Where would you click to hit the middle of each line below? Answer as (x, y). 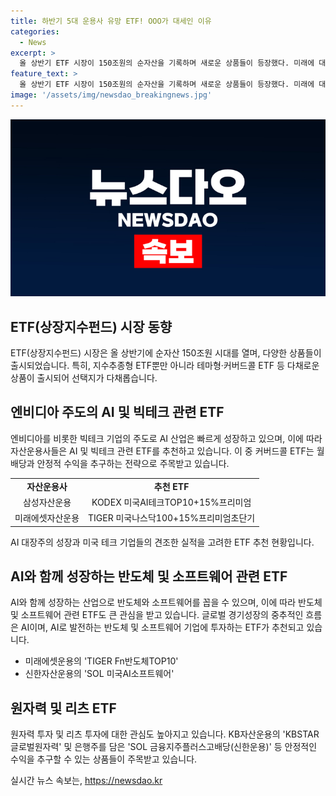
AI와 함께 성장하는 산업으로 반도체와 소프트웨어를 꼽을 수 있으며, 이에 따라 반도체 (166, 602)
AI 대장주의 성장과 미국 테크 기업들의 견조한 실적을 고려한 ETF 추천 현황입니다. (162, 542)
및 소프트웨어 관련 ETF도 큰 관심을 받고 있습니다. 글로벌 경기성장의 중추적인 (157, 615)
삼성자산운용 (47, 502)
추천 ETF (171, 486)
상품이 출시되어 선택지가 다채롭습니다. (84, 378)
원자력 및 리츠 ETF (63, 708)
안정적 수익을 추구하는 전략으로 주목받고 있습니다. (133, 463)
